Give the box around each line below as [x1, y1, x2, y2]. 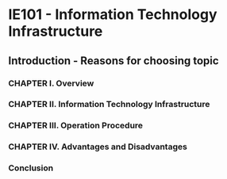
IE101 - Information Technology [8, 6, 217, 24]
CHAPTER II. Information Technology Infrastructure [8, 99, 210, 110]
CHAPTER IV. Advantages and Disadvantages [8, 141, 188, 152]
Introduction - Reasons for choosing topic [8, 54, 220, 67]
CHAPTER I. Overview [8, 78, 94, 89]
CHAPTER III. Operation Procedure [8, 120, 144, 131]
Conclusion [8, 162, 54, 173]
